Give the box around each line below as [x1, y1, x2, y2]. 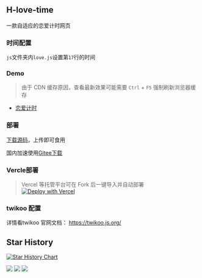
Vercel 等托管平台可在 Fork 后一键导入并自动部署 [21, 181, 145, 188]
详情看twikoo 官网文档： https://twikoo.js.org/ [6, 219, 121, 226]
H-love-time [6, 5, 54, 15]
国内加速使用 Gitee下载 [6, 149, 63, 156]
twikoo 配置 [6, 204, 41, 212]
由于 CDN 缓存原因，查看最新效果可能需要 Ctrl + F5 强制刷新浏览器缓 [21, 84, 197, 91]
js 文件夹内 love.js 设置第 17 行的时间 [6, 54, 96, 61]
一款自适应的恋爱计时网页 [6, 21, 71, 29]
